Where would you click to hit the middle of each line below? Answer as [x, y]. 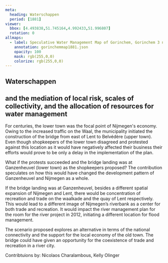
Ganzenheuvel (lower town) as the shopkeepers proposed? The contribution [84, 168]
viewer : [13, 24]
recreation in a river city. [30, 245]
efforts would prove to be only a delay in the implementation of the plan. [79, 153]
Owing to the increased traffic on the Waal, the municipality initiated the [79, 131]
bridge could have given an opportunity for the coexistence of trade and [79, 240]
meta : [11, 10]
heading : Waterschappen [34, 15]
